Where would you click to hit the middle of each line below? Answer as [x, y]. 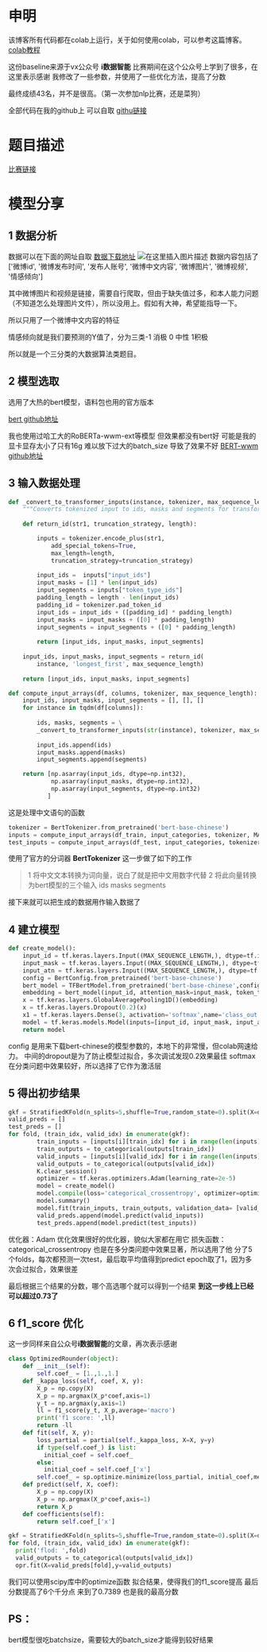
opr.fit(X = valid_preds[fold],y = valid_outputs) [94, 1565]
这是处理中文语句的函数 [46, 812]
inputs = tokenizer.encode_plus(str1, [101, 538]
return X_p [55, 1507]
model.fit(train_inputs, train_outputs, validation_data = [135, 1208]
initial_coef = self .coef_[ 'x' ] [97, 1470]
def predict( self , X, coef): [71, 1485]
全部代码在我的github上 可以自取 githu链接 [77, 110]
